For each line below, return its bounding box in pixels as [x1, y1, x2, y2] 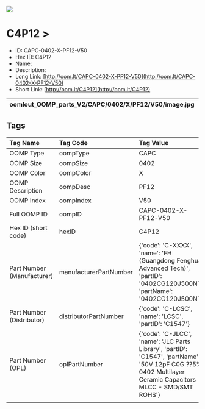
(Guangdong [138, 256, 176, 265]
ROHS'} [138, 390, 160, 399]
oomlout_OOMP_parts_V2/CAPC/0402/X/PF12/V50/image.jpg [9, 100, 195, 108]
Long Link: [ [15, 73, 46, 80]
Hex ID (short [9, 223, 48, 232]
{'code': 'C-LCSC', [138, 304, 193, 313]
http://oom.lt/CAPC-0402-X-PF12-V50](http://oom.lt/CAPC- [45, 73, 196, 80]
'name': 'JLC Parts [138, 337, 191, 346]
